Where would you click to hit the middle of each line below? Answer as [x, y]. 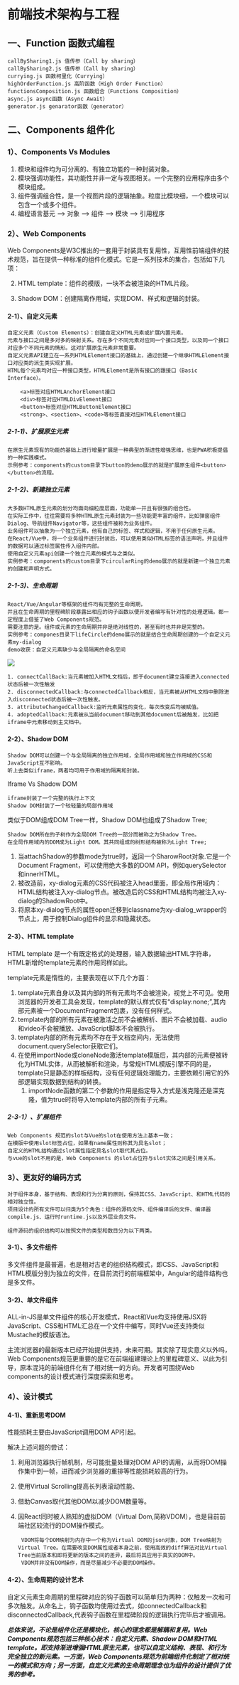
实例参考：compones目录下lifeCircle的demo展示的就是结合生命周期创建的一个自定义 [116, 635]
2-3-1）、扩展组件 [34, 1117]
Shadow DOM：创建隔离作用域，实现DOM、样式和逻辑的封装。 [110, 298]
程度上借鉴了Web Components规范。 [59, 620]
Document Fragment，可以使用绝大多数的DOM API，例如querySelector [122, 866]
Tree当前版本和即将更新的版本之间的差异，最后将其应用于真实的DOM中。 [108, 1556]
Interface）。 [26, 378]
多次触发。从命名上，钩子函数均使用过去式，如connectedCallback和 [107, 1605]
